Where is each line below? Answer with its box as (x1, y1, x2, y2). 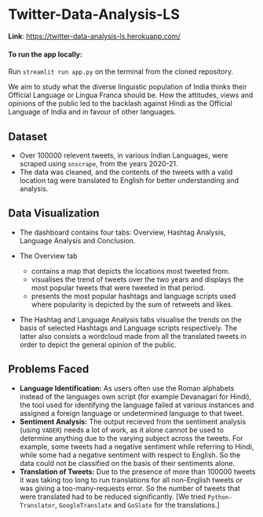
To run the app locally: (8, 49, 82, 59)
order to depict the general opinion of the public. (19, 340, 177, 349)
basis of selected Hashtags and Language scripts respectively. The (19, 323, 238, 333)
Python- (207, 493, 233, 501)
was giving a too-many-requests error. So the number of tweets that (19, 483, 241, 493)
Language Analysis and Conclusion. (19, 235, 136, 245)
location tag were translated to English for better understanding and (19, 175, 239, 185)
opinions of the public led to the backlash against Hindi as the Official (8, 99, 233, 108)
